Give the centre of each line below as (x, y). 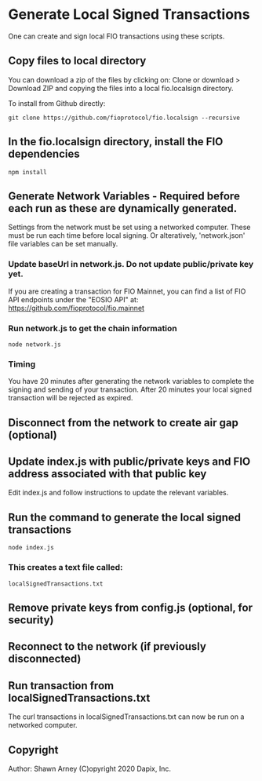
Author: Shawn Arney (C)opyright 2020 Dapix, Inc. (89, 768)
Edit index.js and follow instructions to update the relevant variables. (118, 493)
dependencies (44, 154)
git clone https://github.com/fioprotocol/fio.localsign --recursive (124, 118)
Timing (22, 364)
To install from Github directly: (57, 103)
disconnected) (45, 659)
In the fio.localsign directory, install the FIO (116, 142)
